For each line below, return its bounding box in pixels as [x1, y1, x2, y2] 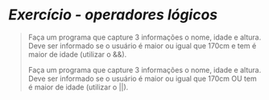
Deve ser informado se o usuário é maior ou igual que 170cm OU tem [27, 73, 257, 83]
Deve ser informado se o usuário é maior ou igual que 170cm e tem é [27, 40, 257, 50]
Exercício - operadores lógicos [8, 6, 218, 24]
